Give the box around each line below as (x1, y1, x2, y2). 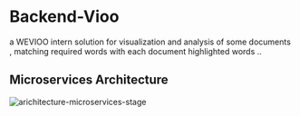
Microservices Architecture (9, 72, 169, 88)
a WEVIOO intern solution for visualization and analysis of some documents (9, 36, 292, 47)
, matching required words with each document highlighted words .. (9, 45, 263, 56)
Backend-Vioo (9, 6, 120, 27)
